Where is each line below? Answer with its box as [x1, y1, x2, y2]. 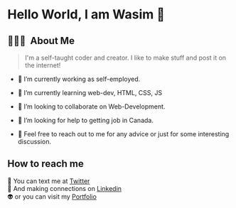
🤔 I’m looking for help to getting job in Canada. [17, 116, 154, 124]
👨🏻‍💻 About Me [7, 35, 75, 47]
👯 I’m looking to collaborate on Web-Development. [17, 102, 166, 111]
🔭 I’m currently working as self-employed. [17, 75, 141, 83]
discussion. [17, 138, 52, 146]
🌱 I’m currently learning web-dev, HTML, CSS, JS [17, 89, 162, 97]
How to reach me [7, 158, 84, 170]
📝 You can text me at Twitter [7, 177, 90, 185]
